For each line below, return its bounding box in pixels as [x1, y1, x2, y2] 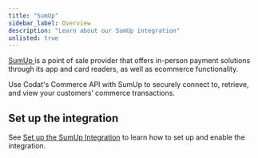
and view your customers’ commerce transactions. [8, 89, 176, 98]
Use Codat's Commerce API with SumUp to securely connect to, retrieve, [8, 80, 249, 89]
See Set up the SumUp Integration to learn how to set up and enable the [8, 132, 245, 142]
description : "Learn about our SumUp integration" [8, 26, 181, 34]
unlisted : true [8, 34, 59, 42]
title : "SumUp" [8, 11, 59, 20]
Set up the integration [8, 111, 119, 124]
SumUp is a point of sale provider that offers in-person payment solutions [8, 56, 251, 65]
